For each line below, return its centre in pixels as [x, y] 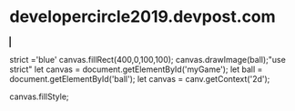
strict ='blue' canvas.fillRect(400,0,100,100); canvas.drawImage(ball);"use [148, 59]
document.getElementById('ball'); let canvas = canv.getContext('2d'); [140, 78]
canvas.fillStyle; [40, 96]
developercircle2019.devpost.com [142, 17]
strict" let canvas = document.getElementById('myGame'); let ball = [136, 69]
